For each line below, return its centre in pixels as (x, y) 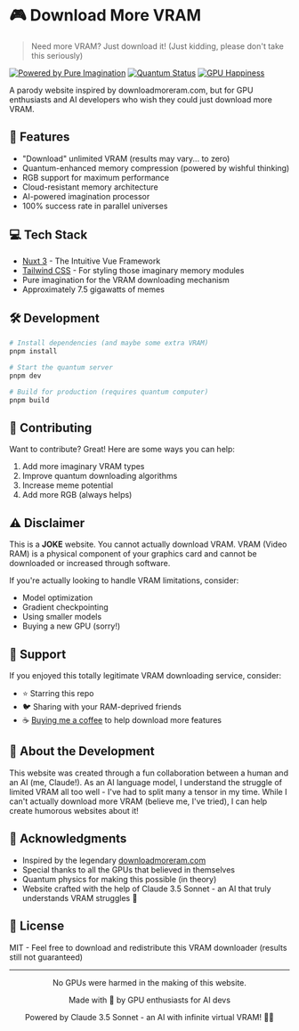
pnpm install (33, 352)
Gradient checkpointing (65, 607)
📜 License (37, 926)
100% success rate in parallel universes (95, 206)
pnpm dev (25, 376)
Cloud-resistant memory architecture (90, 187)
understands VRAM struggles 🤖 (80, 897)
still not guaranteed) (46, 957)
